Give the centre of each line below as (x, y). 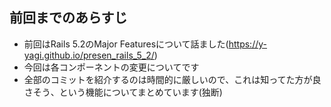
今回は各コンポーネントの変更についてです (111, 67)
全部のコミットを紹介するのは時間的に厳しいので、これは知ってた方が (168, 79)
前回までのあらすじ (68, 18)
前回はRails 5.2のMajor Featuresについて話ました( (126, 44)
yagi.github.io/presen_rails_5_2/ (89, 55)
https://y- (247, 44)
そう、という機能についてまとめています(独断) (127, 92)
